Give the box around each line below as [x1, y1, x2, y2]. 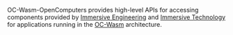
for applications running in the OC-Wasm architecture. [7, 21, 162, 28]
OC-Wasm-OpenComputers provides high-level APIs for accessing [7, 6, 199, 14]
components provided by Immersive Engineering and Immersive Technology [7, 13, 226, 21]
